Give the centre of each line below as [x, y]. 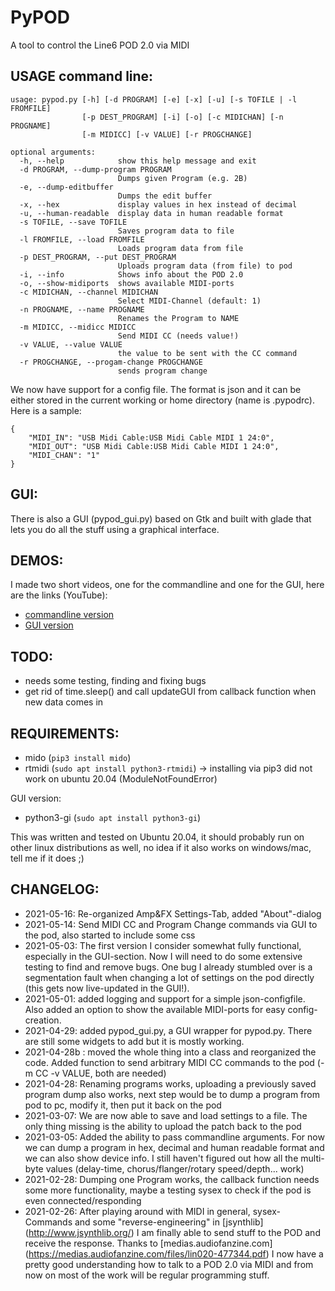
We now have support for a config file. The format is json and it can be [156, 389]
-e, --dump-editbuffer [66, 187]
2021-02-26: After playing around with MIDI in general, [137, 1211]
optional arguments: [53, 152]
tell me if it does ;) [47, 858]
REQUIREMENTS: [65, 733]
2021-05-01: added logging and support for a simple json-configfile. [165, 998]
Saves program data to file [176, 231]
